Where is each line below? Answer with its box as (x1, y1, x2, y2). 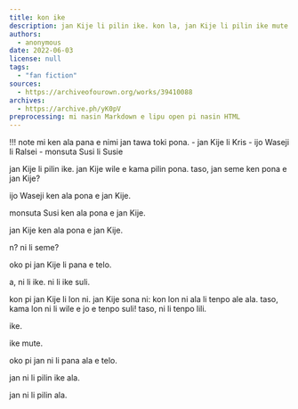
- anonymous (17, 37, 62, 47)
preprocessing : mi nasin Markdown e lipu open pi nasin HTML (9, 112, 241, 121)
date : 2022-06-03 (9, 46, 74, 55)
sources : (9, 79, 42, 88)
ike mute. (9, 338, 44, 348)
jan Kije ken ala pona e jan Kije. (9, 225, 123, 236)
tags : (9, 63, 29, 72)
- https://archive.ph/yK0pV (17, 104, 122, 113)
